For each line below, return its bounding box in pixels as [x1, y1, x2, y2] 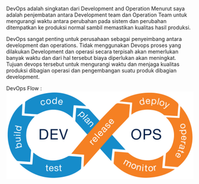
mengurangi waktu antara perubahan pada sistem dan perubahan [6, 18, 167, 24]
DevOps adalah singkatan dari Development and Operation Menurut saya [6, 5, 185, 12]
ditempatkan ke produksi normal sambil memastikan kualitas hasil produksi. [6, 24, 191, 31]
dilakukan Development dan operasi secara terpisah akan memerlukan [6, 48, 179, 55]
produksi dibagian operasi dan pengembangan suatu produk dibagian [6, 67, 177, 74]
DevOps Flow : [6, 85, 42, 91]
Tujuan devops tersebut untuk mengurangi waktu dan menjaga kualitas [6, 61, 180, 68]
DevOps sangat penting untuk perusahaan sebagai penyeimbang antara [6, 36, 182, 42]
